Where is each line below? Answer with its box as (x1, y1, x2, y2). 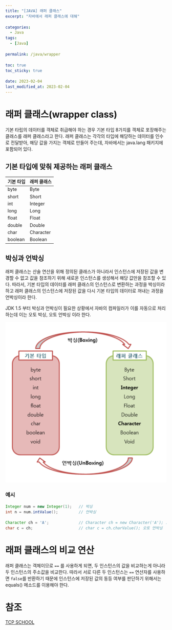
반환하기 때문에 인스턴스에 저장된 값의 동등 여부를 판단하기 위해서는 (27, 575, 162, 582)
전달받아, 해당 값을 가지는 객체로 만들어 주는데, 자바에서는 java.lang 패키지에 (10, 139, 163, 146)
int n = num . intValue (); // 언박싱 (5, 509, 96, 514)
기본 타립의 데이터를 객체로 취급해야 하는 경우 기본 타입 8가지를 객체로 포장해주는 (5, 127, 166, 133)
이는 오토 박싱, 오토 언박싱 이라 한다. (18, 312, 91, 318)
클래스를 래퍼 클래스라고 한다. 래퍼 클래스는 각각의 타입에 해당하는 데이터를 (5, 133, 155, 139)
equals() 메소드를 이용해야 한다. (5, 582, 69, 588)
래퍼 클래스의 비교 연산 (5, 545, 95, 556)
